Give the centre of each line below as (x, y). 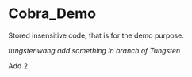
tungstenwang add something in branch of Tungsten (94, 50)
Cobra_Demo (52, 14)
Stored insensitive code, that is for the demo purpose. (96, 35)
